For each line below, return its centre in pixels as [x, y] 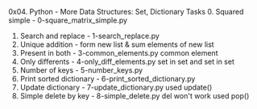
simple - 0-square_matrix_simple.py [68, 20]
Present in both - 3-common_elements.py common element [119, 53]
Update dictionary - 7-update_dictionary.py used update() [116, 87]
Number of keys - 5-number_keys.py [81, 70]
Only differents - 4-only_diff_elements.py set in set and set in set [127, 61]
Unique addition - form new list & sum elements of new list [117, 44]
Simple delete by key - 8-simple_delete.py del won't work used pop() [135, 96]
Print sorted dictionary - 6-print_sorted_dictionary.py [108, 79]
